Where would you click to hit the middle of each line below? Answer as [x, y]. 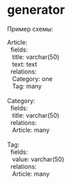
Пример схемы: [30, 29]
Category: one [32, 78]
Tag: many [27, 86]
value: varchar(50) [38, 159]
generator [36, 10]
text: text [25, 64]
